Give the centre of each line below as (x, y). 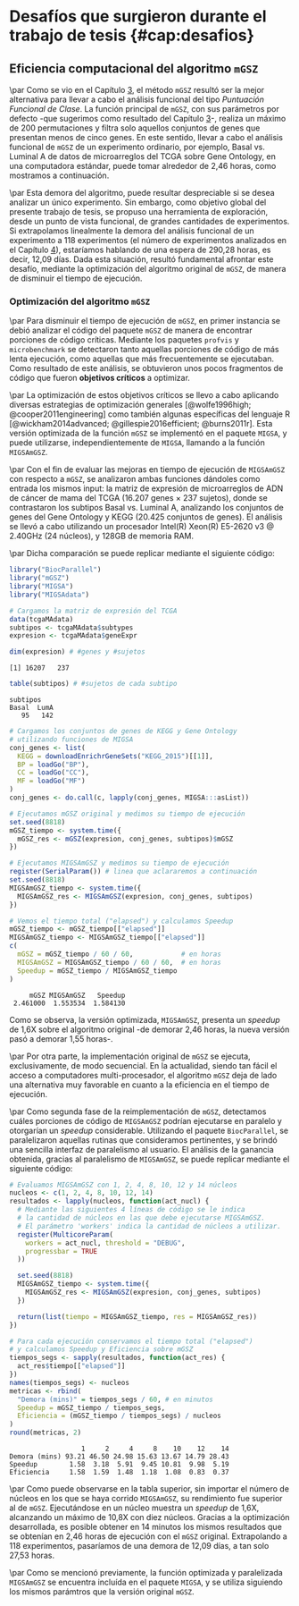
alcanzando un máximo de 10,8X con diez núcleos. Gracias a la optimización (149, 1517)
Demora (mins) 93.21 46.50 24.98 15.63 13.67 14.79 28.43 (119, 1457)
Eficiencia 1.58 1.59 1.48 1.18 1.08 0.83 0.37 (119, 1473)
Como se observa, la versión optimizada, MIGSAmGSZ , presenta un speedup (145, 1019)
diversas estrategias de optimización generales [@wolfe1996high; (130, 405)
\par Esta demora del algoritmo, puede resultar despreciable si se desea (142, 193)
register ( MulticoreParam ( (66, 1234)
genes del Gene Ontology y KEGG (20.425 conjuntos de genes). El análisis (146, 517)
